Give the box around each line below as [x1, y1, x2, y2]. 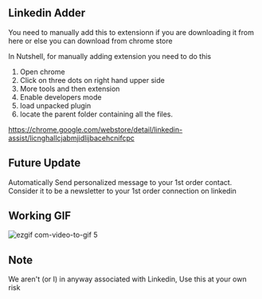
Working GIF [8, 209, 72, 222]
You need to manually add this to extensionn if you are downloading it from [8, 27, 255, 37]
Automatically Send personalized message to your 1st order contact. [8, 177, 233, 187]
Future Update [8, 156, 81, 170]
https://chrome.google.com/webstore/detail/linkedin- [8, 124, 183, 134]
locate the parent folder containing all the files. [19, 109, 174, 119]
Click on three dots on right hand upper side [19, 75, 165, 85]
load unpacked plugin [19, 100, 92, 110]
